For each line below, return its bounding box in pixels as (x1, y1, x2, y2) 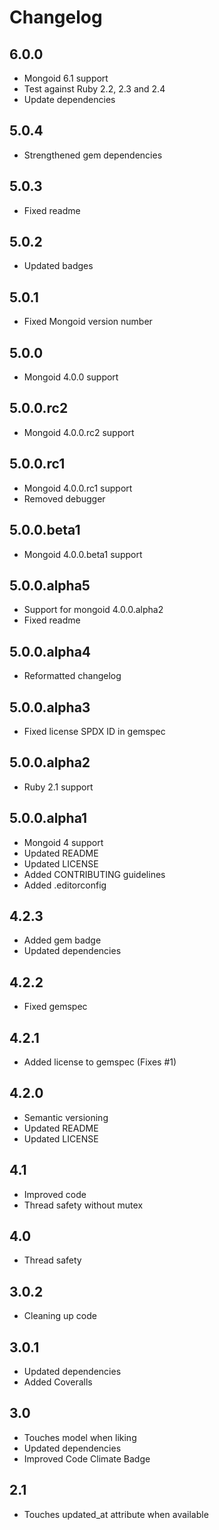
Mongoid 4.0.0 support (23, 371, 119, 383)
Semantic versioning (23, 1111, 109, 1123)
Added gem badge (23, 934, 102, 946)
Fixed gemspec (23, 1001, 88, 1013)
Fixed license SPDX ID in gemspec (23, 725, 166, 737)
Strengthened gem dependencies (23, 149, 163, 161)
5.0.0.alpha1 (9, 810, 88, 827)
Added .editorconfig (23, 879, 107, 891)
